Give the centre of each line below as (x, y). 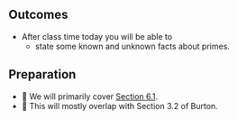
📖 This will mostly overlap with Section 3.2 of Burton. (119, 106)
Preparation (42, 74)
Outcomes (38, 15)
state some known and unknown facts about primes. (133, 46)
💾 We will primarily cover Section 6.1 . (90, 96)
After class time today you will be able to (97, 36)
